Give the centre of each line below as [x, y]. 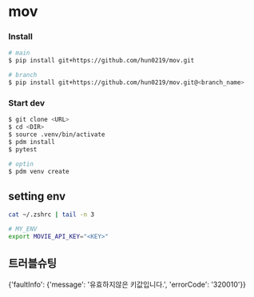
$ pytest [23, 149]
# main [19, 53]
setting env [37, 196]
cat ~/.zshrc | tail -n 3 [51, 215]
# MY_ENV [23, 229]
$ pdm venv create [39, 171]
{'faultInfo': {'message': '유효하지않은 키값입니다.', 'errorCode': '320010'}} [127, 284]
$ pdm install [32, 142]
